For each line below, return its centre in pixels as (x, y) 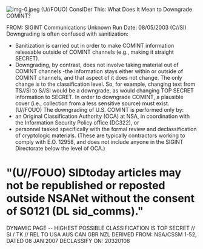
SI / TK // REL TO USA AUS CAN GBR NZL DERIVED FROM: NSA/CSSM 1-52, (101, 234)
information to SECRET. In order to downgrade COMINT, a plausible (99, 97)
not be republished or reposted (86, 186)
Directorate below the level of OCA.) (60, 148)
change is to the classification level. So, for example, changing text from (105, 84)
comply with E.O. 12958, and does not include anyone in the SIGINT (99, 142)
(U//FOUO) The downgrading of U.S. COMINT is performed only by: (99, 110)
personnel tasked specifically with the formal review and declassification (106, 129)
